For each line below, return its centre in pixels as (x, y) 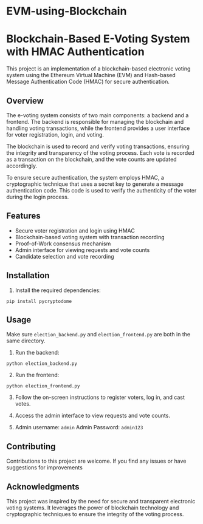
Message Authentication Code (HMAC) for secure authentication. (88, 82)
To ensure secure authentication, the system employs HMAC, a (85, 177)
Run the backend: (37, 353)
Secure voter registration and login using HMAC (75, 230)
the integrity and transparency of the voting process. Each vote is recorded (100, 152)
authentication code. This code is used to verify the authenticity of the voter (101, 190)
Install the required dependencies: (58, 290)
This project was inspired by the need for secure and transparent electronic (101, 501)
